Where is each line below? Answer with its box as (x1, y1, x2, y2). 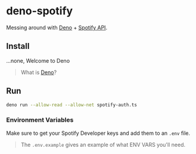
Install (6, 41, 30, 51)
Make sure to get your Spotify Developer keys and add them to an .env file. (6, 130, 191, 137)
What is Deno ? (20, 69, 57, 76)
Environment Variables (6, 116, 74, 124)
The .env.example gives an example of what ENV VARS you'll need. (20, 141, 186, 148)
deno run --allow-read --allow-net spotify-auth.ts (6, 101, 137, 108)
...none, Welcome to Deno (6, 57, 70, 64)
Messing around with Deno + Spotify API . (6, 24, 108, 31)
